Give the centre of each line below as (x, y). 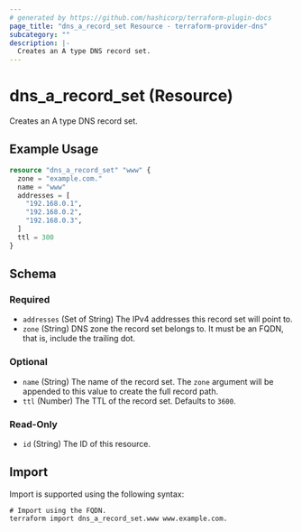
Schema (33, 274)
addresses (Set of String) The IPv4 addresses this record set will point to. (157, 319)
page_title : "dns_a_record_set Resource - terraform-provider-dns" (139, 26)
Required (30, 299)
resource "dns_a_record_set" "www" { (80, 170)
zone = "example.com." (60, 178)
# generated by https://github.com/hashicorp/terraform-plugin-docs (141, 18)
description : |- (40, 43)
